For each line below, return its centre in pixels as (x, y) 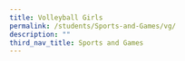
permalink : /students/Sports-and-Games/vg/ (93, 26)
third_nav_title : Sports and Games (77, 43)
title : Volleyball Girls (56, 17)
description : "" (40, 34)
